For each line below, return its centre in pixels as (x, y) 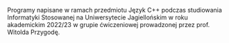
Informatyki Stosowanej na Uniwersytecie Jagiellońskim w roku (98, 17)
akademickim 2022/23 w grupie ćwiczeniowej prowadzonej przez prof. (109, 25)
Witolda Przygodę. (34, 32)
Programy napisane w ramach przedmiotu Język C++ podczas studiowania (114, 10)
